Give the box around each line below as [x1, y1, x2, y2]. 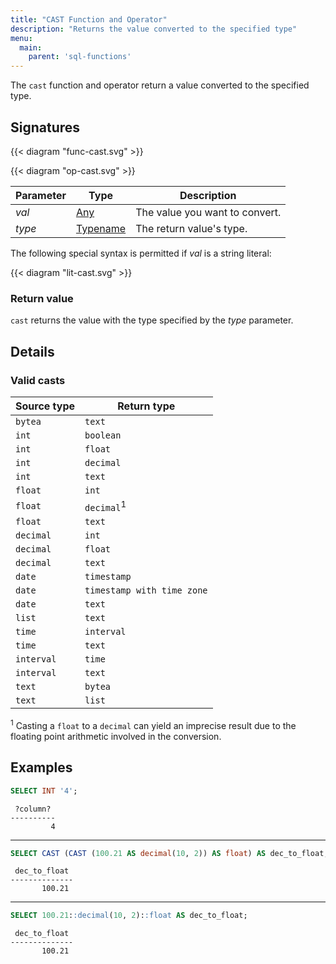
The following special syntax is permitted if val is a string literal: [10, 247, 272, 259]
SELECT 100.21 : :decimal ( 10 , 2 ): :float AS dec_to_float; [10, 911, 248, 921]
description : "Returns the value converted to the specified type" [10, 24, 298, 34]
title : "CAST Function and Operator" [10, 14, 168, 25]
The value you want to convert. [135, 205, 282, 219]
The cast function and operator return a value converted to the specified [10, 79, 310, 91]
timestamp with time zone [84, 585, 208, 596]
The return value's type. [135, 221, 248, 235]
